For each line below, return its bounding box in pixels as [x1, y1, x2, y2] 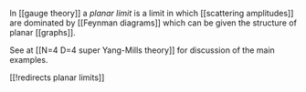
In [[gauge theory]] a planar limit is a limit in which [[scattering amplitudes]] [9, 8, 294, 18]
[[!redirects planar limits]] [9, 72, 105, 83]
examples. [9, 55, 48, 65]
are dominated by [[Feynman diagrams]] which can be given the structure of [9, 17, 297, 28]
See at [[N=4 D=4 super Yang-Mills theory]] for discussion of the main [9, 45, 276, 56]
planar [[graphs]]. [9, 27, 76, 37]
